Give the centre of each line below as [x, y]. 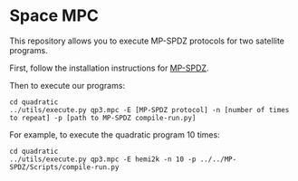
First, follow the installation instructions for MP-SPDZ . [109, 68]
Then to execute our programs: [67, 85]
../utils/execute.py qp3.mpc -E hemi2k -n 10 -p [103, 159]
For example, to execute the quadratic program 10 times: [115, 134]
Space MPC [54, 16]
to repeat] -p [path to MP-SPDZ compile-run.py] [103, 118]
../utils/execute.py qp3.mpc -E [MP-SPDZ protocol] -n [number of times [149, 110]
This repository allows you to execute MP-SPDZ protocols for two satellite [147, 41]
